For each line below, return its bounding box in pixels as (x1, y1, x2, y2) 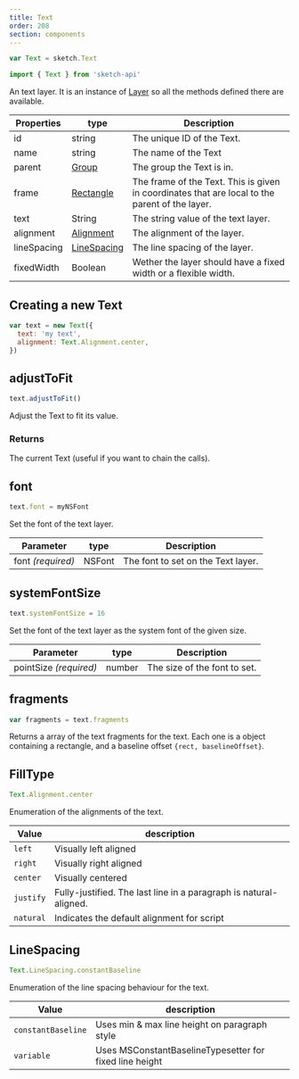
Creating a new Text (9, 297, 123, 312)
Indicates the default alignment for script (54, 912, 224, 925)
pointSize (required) (13, 661, 98, 674)
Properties (15, 117, 61, 129)
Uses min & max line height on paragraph (94, 1018, 268, 1031)
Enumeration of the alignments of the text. (9, 807, 164, 818)
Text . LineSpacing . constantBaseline (9, 966, 141, 975)
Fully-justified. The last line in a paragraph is (54, 886, 241, 899)
